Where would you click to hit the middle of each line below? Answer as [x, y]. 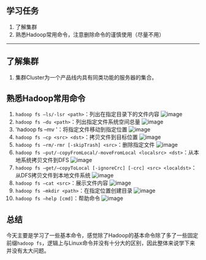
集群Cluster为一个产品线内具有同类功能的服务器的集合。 [86, 77]
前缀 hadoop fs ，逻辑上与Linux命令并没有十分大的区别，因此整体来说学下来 [101, 243]
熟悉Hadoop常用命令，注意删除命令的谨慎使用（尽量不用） [90, 34]
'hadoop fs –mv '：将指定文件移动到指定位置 [71, 130]
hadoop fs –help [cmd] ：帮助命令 [58, 198]
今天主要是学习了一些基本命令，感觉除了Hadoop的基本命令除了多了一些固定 [102, 236]
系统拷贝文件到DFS [45, 160]
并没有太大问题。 [28, 251]
